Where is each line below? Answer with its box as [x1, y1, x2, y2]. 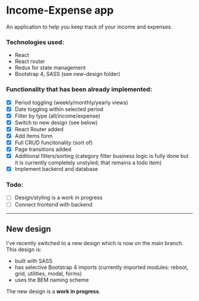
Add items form [14, 132, 53, 140]
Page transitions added [14, 145, 72, 153]
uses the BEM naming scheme [14, 277, 89, 284]
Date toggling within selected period [14, 105, 104, 113]
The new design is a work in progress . [6, 288, 101, 295]
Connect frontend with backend [14, 201, 93, 208]
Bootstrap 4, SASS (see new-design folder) [14, 71, 120, 78]
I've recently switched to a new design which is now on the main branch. [6, 240, 184, 247]
